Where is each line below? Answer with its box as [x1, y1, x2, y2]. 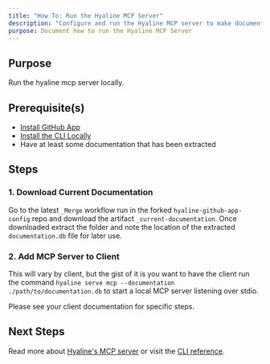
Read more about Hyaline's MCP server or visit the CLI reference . [8, 346, 225, 356]
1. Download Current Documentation [8, 186, 153, 198]
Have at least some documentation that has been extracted [19, 140, 217, 149]
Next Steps [8, 325, 65, 338]
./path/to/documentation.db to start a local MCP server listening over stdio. [8, 286, 259, 296]
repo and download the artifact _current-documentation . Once [31, 214, 237, 223]
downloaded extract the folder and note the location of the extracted [8, 222, 235, 231]
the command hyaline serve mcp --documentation [8, 277, 175, 287]
